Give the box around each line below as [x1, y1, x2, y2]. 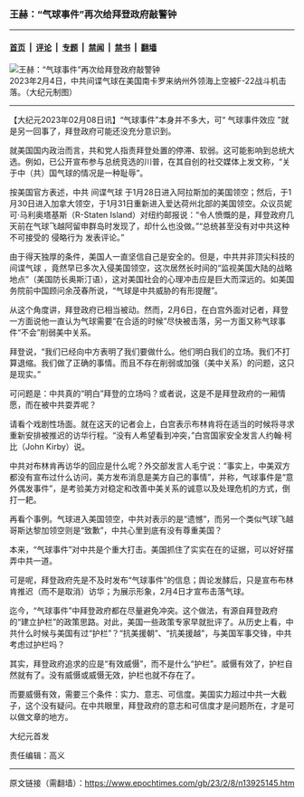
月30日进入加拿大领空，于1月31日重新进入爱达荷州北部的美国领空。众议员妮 [9, 197, 292, 209]
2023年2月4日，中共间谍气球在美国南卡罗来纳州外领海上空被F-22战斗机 [9, 75, 279, 86]
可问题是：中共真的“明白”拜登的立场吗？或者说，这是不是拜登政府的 [9, 387, 262, 399]
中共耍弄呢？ [48, 399, 97, 410]
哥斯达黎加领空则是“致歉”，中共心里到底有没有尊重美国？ [9, 525, 223, 536]
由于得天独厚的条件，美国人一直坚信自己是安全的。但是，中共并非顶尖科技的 [9, 251, 295, 261]
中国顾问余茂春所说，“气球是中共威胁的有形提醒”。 [33, 285, 223, 296]
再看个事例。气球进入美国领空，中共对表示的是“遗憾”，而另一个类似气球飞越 [9, 513, 294, 524]
